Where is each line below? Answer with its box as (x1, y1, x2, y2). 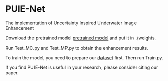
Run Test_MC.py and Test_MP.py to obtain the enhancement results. (5, 45, 148, 51)
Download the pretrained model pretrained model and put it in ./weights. (5, 35, 156, 41)
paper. (5, 69, 19, 76)
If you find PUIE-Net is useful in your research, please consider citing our (5, 64, 158, 70)
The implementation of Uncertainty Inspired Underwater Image (5, 20, 137, 26)
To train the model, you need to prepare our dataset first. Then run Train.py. (5, 54, 163, 61)
